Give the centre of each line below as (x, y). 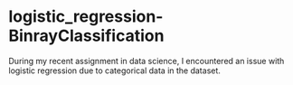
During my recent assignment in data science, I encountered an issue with (146, 61)
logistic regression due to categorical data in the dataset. (114, 71)
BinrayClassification (86, 36)
